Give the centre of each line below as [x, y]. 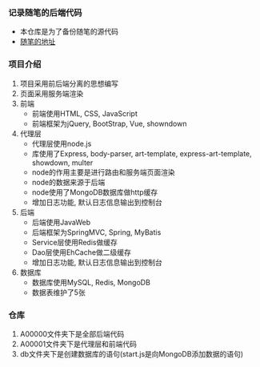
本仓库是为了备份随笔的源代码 [69, 32]
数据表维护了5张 [58, 292]
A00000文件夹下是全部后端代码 [72, 333]
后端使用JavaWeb [61, 222]
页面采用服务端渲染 [52, 93]
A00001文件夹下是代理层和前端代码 [78, 344]
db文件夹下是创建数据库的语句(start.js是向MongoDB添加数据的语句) [132, 353]
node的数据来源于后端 [68, 182]
